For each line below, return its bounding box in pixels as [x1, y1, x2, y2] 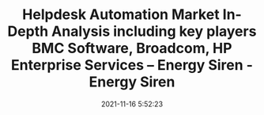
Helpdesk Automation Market [22, 6, 220, 24]
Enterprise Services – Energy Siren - [10, 56, 254, 75]
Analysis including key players [51, 22, 257, 40]
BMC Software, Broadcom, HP [32, 40, 232, 57]
